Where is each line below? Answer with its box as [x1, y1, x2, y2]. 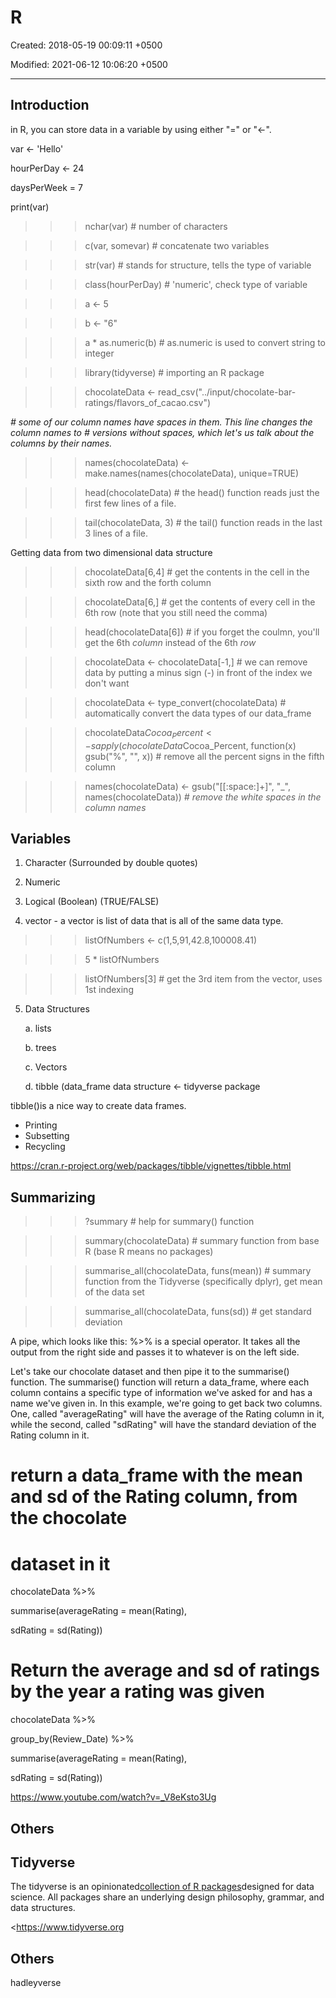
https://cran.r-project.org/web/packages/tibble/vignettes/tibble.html [10, 1160, 292, 1172]
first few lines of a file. [84, 497, 177, 509]
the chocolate [10, 1507, 128, 1530]
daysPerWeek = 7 [10, 181, 83, 193]
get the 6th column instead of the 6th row [84, 636, 257, 648]
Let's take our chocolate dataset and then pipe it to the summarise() [10, 1366, 290, 1378]
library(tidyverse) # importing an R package [84, 366, 265, 378]
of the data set [84, 1286, 145, 1298]
